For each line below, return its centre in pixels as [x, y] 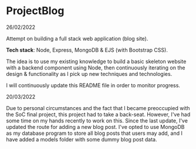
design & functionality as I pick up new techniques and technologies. [89, 74]
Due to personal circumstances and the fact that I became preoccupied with [98, 108]
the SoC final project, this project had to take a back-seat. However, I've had [98, 114]
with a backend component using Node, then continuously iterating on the [96, 67]
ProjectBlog [35, 11]
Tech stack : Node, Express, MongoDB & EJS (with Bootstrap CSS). [87, 50]
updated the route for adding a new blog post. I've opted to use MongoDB [95, 127]
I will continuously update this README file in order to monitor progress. [93, 85]
